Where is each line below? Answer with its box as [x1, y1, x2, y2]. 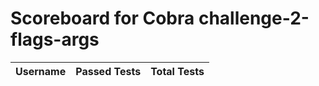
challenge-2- [198, 7, 310, 30]
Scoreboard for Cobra [10, 7, 195, 30]
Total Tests [150, 64, 205, 78]
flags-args [10, 28, 100, 51]
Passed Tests [75, 64, 142, 78]
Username [15, 64, 67, 78]
